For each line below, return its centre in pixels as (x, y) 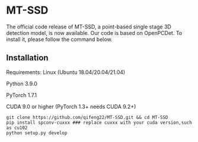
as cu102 (17, 128)
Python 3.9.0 (22, 83)
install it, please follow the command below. (59, 39)
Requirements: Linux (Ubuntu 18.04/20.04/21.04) (66, 72)
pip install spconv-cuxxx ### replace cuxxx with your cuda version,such (99, 122)
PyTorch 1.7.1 (22, 95)
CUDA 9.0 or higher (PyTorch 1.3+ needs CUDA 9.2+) (71, 106)
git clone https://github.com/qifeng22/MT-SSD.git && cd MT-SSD (87, 117)
